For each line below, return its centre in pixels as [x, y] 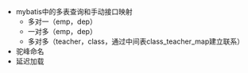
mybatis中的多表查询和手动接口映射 [74, 12]
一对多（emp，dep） [62, 31]
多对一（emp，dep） [62, 21]
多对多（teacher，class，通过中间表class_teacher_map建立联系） [136, 41]
